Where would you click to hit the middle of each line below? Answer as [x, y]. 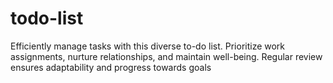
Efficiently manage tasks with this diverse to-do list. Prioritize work [148, 46]
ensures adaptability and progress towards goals [111, 67]
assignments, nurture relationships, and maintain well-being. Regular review [166, 56]
